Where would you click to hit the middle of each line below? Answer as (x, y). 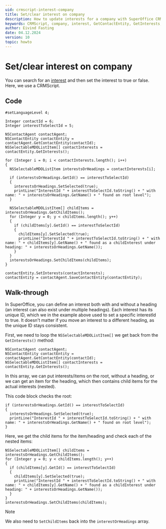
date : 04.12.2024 (23, 33)
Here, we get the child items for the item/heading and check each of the (78, 436)
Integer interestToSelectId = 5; (40, 125)
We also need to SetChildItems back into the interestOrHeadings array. (77, 522)
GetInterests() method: (30, 341)
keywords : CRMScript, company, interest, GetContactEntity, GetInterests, (84, 24)
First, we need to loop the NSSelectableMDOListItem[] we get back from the (82, 335)
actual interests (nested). (30, 387)
